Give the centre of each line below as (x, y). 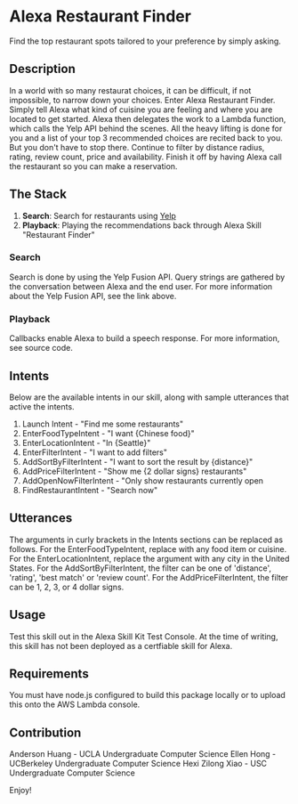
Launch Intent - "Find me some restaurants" (103, 424)
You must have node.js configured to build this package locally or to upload (148, 695)
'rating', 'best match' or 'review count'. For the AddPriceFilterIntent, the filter (149, 577)
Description (42, 69)
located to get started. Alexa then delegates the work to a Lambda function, (148, 118)
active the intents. (42, 406)
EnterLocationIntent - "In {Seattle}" (86, 443)
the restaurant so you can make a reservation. (93, 166)
